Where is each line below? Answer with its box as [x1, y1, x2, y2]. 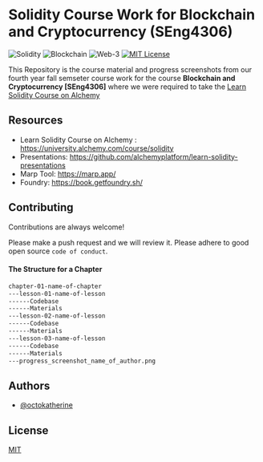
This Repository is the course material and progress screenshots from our [8, 64, 253, 74]
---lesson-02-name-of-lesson [8, 312, 106, 320]
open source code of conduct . [8, 246, 108, 256]
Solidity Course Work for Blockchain [8, 6, 255, 24]
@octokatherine [19, 400, 74, 410]
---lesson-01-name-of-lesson [8, 290, 106, 298]
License [8, 423, 49, 437]
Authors [8, 379, 51, 392]
